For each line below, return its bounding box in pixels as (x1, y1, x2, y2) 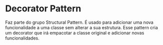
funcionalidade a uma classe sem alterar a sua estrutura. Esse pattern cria (5, 24, 158, 30)
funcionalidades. (5, 35, 40, 41)
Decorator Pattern (5, 3, 81, 14)
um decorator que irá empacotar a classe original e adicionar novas (5, 30, 144, 36)
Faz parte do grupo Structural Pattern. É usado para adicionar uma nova (5, 19, 153, 25)
